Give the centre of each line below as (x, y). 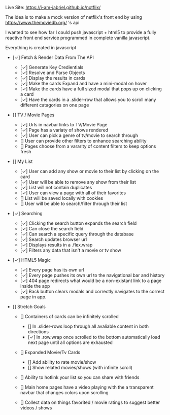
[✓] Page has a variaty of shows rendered (64, 130)
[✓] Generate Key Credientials (52, 67)
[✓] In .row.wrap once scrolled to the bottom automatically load (94, 337)
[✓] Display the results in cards (53, 78)
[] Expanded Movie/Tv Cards (50, 352)
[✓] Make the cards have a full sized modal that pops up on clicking (91, 89)
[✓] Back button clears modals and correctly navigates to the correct (92, 291)
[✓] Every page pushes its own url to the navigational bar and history (92, 275)
